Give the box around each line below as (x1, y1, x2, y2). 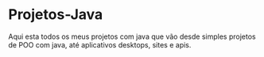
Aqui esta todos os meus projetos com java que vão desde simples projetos (8, 32, 256, 41)
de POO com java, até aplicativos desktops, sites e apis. (8, 40, 192, 49)
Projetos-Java (8, 6, 103, 24)
